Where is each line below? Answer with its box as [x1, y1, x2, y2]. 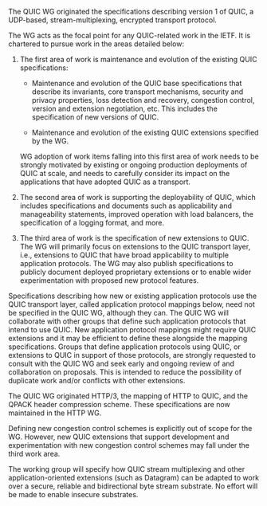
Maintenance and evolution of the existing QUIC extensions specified [31, 127, 259, 137]
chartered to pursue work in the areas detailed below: [8, 39, 185, 49]
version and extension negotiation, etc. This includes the [31, 104, 218, 113]
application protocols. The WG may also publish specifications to [19, 259, 234, 268]
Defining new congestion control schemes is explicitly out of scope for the [8, 424, 253, 433]
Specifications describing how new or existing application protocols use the [8, 291, 257, 300]
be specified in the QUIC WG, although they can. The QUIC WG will [8, 308, 230, 317]
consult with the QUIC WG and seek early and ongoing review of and [8, 359, 235, 368]
